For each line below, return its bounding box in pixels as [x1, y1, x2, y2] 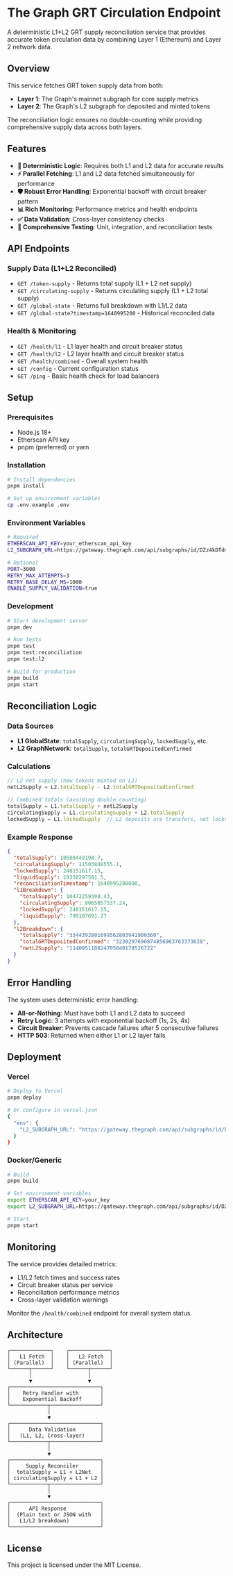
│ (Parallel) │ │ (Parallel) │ [7, 1359, 113, 1366]
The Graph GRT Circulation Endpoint [7, 5, 221, 21]
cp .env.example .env [7, 501, 70, 508]
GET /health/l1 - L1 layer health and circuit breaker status [17, 342, 183, 350]
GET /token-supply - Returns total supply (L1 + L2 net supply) [17, 279, 192, 288]
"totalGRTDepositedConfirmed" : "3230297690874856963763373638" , [19, 938, 209, 945]
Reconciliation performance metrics [17, 1288, 120, 1296]
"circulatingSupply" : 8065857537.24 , [19, 899, 129, 907]
